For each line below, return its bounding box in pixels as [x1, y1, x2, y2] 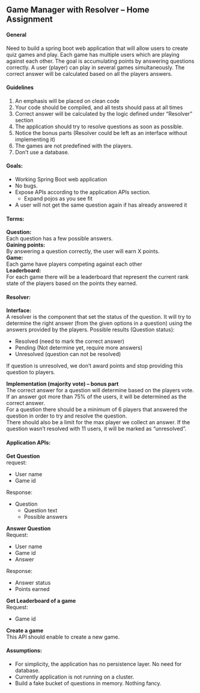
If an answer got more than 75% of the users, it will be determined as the [6, 393, 187, 400]
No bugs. [14, 182, 38, 189]
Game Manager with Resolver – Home [6, 5, 150, 15]
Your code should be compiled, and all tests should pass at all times [14, 104, 183, 111]
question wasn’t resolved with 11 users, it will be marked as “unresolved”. [6, 425, 187, 433]
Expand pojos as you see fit [23, 195, 93, 202]
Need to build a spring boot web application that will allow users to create [6, 45, 188, 52]
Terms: [6, 215, 25, 222]
